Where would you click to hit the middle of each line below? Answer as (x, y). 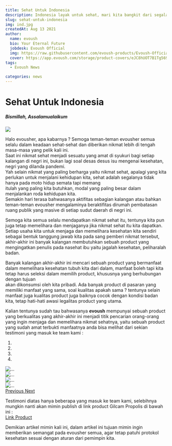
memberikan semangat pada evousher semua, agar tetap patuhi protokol (82, 433)
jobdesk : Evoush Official (38, 48)
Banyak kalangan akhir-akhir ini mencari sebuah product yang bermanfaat (83, 263)
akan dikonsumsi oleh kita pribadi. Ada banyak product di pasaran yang (81, 285)
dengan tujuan (20, 279)
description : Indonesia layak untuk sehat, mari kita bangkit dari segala (87, 15)
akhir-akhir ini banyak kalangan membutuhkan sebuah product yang (77, 242)
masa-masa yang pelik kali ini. (37, 150)
